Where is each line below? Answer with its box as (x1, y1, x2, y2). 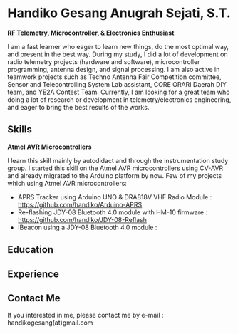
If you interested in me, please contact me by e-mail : (7, 311, 164, 320)
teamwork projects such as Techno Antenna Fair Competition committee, (7, 73, 222, 81)
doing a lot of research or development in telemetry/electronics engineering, (7, 95, 232, 104)
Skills (7, 123, 32, 136)
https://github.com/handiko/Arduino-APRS (17, 200, 143, 209)
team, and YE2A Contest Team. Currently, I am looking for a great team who (7, 88, 230, 96)
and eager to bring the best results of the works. (7, 103, 150, 111)
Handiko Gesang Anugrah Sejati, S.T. (7, 5, 232, 21)
